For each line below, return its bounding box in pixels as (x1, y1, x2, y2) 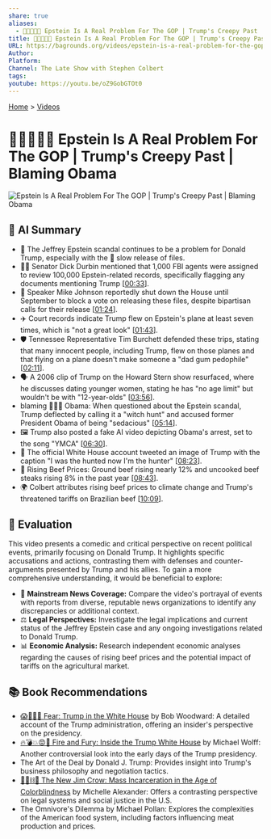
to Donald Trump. (19, 632, 78, 642)
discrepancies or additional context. (19, 606, 140, 616)
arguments (8, 565, 44, 575)
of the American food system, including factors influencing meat (19, 812, 235, 822)
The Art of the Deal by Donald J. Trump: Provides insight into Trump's (19, 757, 252, 767)
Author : (8, 49, 35, 57)
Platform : (8, 57, 42, 65)
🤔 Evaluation (8, 517, 73, 531)
